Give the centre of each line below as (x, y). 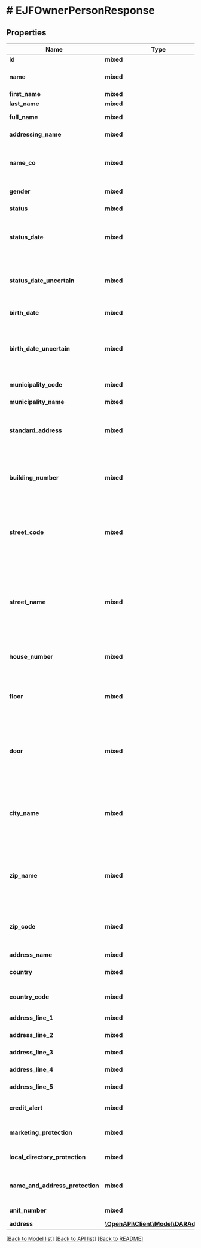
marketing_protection (41, 1132)
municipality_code (36, 385)
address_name (31, 955)
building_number (34, 477)
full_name (24, 117)
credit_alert (26, 1108)
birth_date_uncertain (40, 349)
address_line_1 (31, 1018)
